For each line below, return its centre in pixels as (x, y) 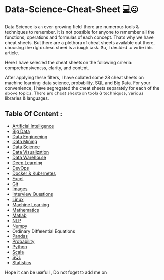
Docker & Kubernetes (34, 173)
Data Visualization (31, 152)
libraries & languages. (27, 98)
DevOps (20, 168)
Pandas (20, 236)
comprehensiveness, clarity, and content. (47, 68)
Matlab (19, 215)
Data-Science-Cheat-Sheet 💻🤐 (72, 10)
